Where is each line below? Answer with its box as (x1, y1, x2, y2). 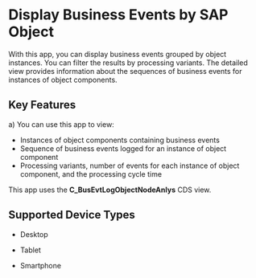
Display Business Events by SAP (8, 6, 229, 24)
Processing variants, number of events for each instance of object (19, 161, 240, 170)
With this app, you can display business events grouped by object (8, 49, 227, 59)
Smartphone (19, 260, 62, 270)
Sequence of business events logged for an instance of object (19, 143, 227, 153)
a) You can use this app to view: (8, 119, 114, 129)
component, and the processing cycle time (19, 169, 163, 178)
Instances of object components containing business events (19, 135, 220, 145)
